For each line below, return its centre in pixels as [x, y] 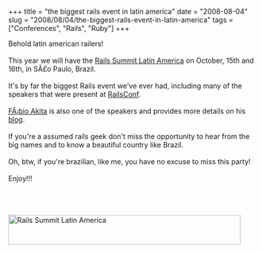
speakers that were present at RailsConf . [75, 94]
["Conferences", [35, 28]
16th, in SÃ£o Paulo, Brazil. [52, 69]
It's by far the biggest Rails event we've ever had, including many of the [125, 86]
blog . [17, 119]
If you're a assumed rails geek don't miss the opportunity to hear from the [129, 136]
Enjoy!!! [21, 178]
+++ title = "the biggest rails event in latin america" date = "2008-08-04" [128, 11]
